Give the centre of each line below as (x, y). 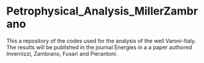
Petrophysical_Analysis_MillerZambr (102, 11)
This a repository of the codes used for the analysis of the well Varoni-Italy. (101, 41)
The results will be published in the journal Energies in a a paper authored (99, 47)
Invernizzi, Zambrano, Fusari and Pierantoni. (62, 53)
